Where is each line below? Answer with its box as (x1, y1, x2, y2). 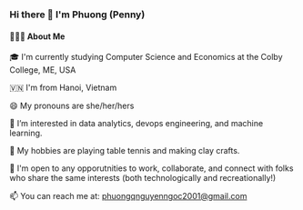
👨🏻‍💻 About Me (9, 31, 66, 42)
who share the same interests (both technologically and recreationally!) (9, 173, 277, 184)
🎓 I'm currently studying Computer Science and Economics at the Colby (9, 52, 284, 63)
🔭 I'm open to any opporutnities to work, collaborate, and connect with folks (9, 163, 294, 174)
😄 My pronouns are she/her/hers (9, 100, 135, 112)
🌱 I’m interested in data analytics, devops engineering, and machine (9, 118, 264, 129)
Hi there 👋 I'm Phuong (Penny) (9, 8, 146, 21)
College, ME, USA (9, 65, 76, 75)
